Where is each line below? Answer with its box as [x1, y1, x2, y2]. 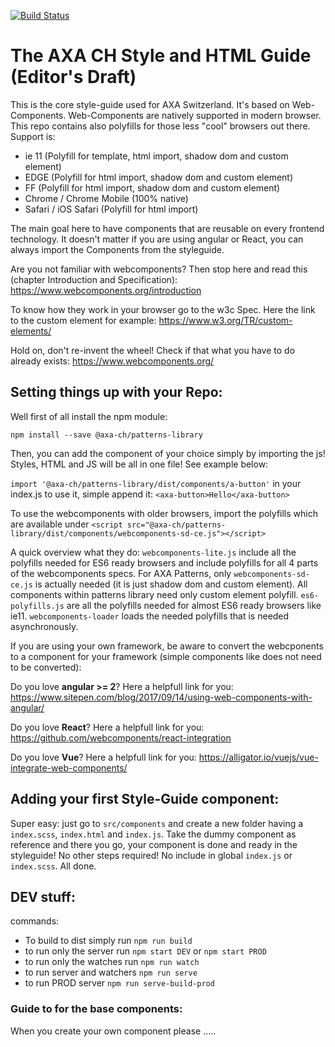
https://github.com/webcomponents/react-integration [10, 731, 232, 744]
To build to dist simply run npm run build [24, 935, 193, 947]
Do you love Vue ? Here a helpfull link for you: [10, 751, 197, 763]
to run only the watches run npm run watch [24, 956, 200, 968]
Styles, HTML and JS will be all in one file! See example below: [10, 458, 269, 470]
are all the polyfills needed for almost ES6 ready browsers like [66, 599, 322, 611]
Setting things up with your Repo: [10, 384, 223, 401]
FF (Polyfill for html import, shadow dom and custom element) [24, 181, 281, 194]
